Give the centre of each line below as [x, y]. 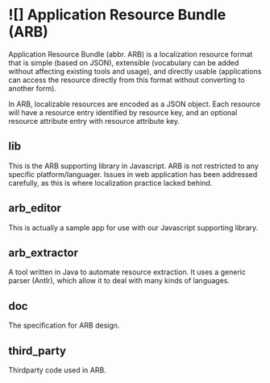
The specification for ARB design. [64, 325]
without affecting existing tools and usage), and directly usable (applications [135, 71]
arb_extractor [44, 252]
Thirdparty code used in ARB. [57, 370]
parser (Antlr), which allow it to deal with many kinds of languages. [119, 281]
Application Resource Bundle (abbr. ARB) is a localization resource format [131, 54]
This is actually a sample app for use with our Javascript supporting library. [133, 228]
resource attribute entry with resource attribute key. [94, 121]
